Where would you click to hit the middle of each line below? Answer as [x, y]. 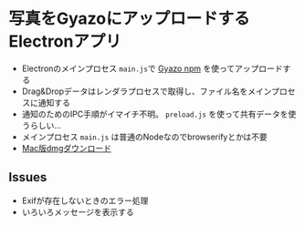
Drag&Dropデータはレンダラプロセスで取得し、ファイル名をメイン [147, 91]
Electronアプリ [65, 41]
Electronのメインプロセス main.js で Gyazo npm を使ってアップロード [152, 68]
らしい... [45, 125]
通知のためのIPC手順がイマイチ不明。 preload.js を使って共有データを [155, 114]
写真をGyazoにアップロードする [129, 19]
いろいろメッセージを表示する [78, 211]
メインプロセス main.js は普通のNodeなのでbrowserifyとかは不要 [145, 137]
